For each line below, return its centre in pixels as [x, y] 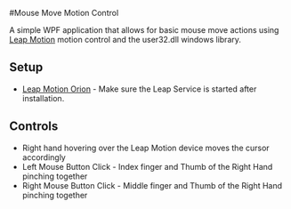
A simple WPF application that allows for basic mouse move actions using [144, 30]
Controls [34, 127]
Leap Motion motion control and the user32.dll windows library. [125, 40]
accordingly [44, 157]
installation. [43, 98]
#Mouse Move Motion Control [64, 13]
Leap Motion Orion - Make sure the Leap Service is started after [139, 89]
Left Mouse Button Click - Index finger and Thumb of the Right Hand [147, 166]
